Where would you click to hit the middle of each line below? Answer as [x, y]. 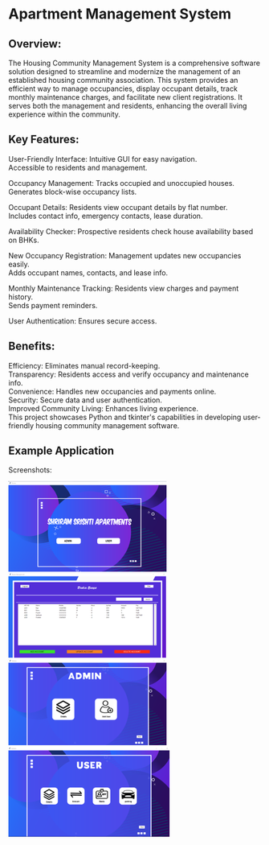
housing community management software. [108, 425]
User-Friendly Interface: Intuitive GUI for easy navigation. [103, 159]
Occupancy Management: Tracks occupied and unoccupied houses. [122, 183]
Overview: [35, 44]
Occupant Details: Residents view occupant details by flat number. [118, 207]
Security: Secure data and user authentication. [86, 400]
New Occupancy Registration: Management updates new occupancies [125, 255]
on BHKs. [24, 240]
